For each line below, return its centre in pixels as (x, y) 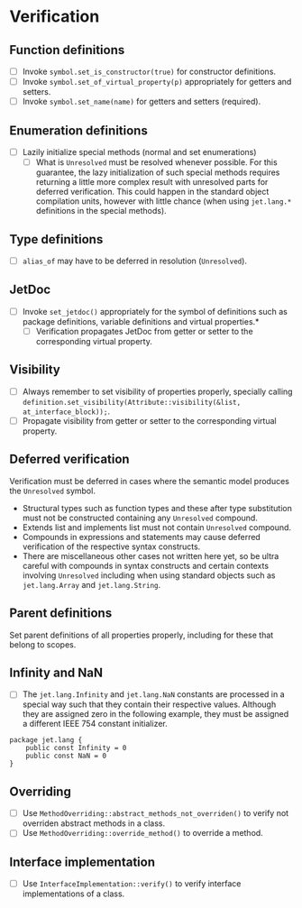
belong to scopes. (43, 644)
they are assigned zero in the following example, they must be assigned (156, 714)
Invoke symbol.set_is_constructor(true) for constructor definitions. (149, 71)
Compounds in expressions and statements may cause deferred (142, 537)
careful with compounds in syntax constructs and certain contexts (145, 565)
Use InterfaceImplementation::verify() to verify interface (132, 884)
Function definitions (67, 50)
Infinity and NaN (56, 672)
